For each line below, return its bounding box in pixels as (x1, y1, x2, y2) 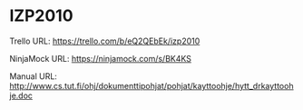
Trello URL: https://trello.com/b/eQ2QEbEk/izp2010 (9, 35, 200, 46)
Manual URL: (9, 70, 57, 82)
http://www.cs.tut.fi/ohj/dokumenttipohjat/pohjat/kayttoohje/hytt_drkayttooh (9, 80, 294, 91)
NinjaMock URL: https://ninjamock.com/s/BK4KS (9, 53, 192, 64)
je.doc (9, 90, 34, 101)
